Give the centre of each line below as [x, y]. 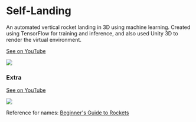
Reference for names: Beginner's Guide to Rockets [68, 113]
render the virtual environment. [44, 39]
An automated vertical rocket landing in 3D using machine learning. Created [98, 27]
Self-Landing [39, 11]
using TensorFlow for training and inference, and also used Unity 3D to [92, 33]
